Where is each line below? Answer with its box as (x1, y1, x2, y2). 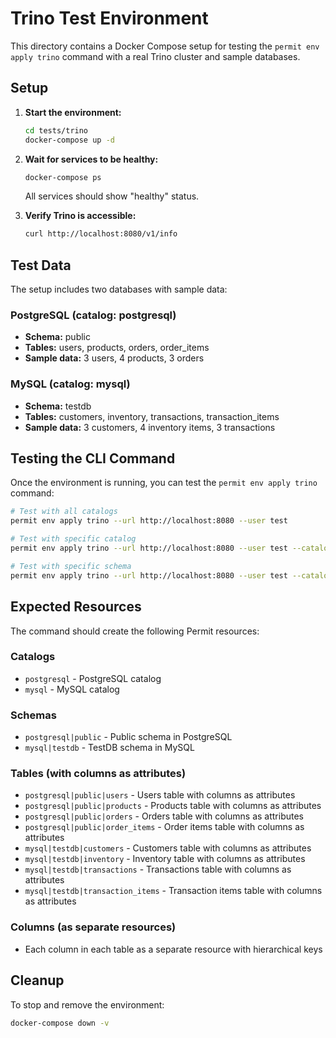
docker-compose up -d (24, 135, 115, 145)
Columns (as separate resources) (10, 920, 177, 934)
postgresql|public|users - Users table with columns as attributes (24, 789, 296, 801)
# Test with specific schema (10, 561, 132, 571)
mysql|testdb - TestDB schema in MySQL (24, 742, 195, 754)
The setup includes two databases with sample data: (10, 283, 228, 296)
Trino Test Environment (10, 7, 209, 30)
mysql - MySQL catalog (24, 683, 120, 695)
